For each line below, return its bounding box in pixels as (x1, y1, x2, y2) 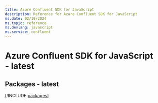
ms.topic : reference (5, 20, 47, 26)
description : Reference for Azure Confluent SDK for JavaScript (5, 12, 138, 16)
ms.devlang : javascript (5, 25, 53, 30)
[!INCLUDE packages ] (5, 93, 49, 98)
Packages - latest (5, 80, 59, 88)
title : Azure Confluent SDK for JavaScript (5, 7, 95, 12)
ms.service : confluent (5, 29, 51, 34)
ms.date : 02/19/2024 (5, 16, 47, 21)
